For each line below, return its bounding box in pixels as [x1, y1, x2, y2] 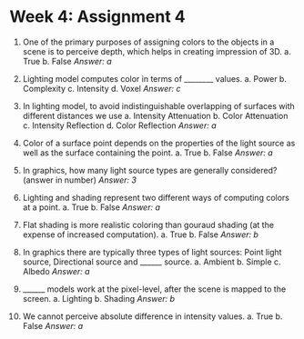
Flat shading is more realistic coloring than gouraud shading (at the [22, 219, 275, 230]
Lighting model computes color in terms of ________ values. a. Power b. [22, 73, 287, 84]
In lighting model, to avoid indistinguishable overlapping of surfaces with [22, 100, 295, 111]
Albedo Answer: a [22, 265, 90, 276]
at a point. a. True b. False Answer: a [22, 202, 161, 213]
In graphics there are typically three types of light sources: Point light [22, 246, 282, 257]
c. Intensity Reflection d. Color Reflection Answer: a [22, 120, 217, 131]
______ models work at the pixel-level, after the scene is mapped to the [22, 284, 287, 294]
